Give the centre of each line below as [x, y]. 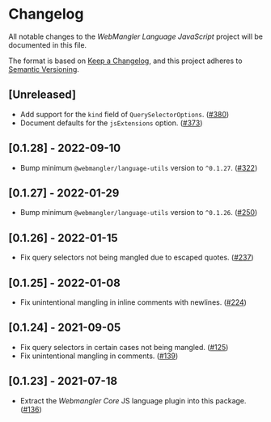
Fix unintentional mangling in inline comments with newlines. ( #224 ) [133, 302]
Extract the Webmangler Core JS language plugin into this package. [133, 400]
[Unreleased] [42, 95]
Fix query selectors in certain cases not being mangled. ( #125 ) [124, 347]
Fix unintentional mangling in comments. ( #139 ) [99, 356]
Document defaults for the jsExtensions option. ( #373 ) [111, 123]
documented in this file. [48, 44]
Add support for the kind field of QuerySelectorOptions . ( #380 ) [125, 114]
